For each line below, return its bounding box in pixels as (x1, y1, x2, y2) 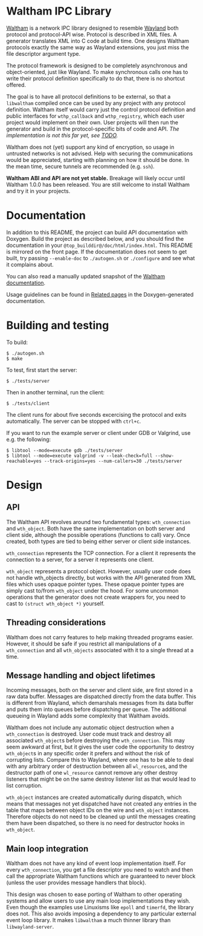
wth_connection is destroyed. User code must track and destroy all (6, 730, 172, 738)
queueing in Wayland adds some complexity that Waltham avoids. (6, 712, 170, 719)
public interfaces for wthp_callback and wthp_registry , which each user (6, 112, 185, 120)
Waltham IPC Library (6, 4, 112, 18)
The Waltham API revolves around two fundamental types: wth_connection (6, 518, 191, 525)
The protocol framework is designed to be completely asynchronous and (6, 62, 188, 69)
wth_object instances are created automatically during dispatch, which (6, 793, 182, 801)
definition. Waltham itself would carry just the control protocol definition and (6, 106, 196, 113)
